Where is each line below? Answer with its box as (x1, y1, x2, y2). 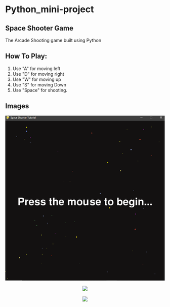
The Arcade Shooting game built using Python (5, 37, 102, 43)
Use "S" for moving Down (12, 81, 67, 87)
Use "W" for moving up (12, 76, 62, 82)
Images (5, 102, 29, 110)
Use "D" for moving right (12, 71, 64, 77)
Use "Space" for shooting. (12, 87, 67, 93)
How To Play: (5, 52, 48, 60)
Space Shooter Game (5, 24, 73, 33)
